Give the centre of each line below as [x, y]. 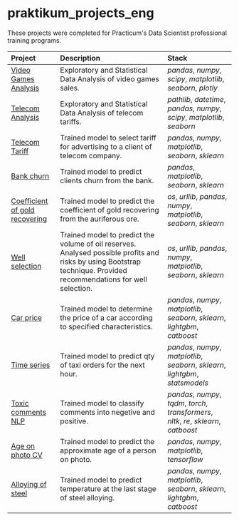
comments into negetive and [107, 412]
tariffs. [71, 121]
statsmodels [187, 383]
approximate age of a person [108, 450]
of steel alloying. [87, 497]
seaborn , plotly [192, 88]
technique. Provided [94, 270]
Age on [23, 445]
